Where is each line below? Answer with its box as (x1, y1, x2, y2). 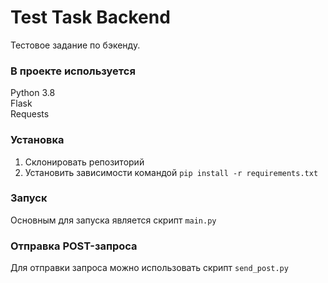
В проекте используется (10, 64, 136, 78)
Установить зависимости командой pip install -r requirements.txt (24, 166, 319, 178)
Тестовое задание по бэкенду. (10, 39, 141, 51)
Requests (10, 108, 50, 120)
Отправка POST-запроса (10, 239, 138, 253)
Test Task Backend (10, 6, 171, 29)
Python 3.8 (10, 87, 56, 99)
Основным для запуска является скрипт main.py (10, 214, 217, 226)
